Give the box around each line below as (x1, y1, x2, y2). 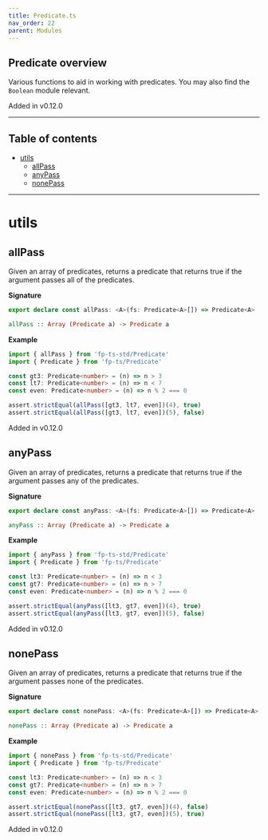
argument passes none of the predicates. (8, 676, 144, 686)
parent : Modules (8, 26, 62, 34)
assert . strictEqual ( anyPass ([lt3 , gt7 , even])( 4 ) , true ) (8, 601, 202, 610)
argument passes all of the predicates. (8, 275, 135, 284)
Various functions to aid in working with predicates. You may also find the (8, 77, 250, 87)
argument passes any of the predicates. (8, 475, 140, 485)
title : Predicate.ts (8, 11, 77, 20)
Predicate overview (8, 56, 108, 69)
